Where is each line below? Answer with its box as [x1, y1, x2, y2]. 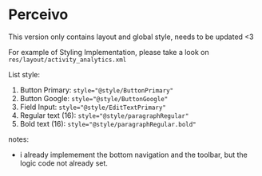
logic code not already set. [19, 158, 108, 168]
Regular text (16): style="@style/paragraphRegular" [19, 110, 189, 120]
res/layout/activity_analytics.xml [8, 56, 127, 64]
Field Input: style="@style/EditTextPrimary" [19, 102, 166, 111]
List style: [8, 69, 40, 79]
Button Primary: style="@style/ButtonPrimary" [19, 85, 174, 95]
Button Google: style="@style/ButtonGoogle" [19, 93, 169, 103]
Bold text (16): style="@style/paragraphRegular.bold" [19, 119, 197, 128]
